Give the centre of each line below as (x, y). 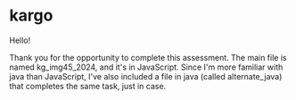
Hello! (20, 40)
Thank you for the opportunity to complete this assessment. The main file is (148, 57)
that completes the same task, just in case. (88, 86)
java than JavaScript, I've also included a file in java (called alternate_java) (146, 76)
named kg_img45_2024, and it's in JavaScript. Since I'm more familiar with (146, 67)
